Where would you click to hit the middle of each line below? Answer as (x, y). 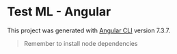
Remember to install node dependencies (81, 43)
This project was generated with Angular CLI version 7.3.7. (89, 30)
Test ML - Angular (59, 12)
